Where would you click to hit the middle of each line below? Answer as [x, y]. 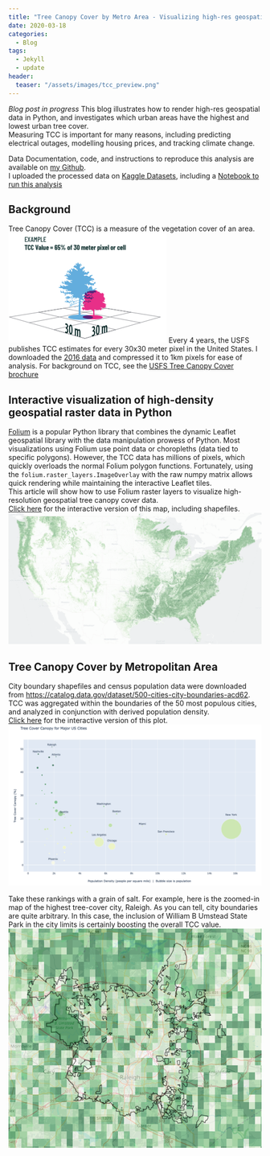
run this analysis [35, 184]
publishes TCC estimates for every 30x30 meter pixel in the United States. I [133, 349]
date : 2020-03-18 [37, 25]
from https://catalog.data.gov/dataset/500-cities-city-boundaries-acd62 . [129, 694]
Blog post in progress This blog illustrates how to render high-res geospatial [134, 109]
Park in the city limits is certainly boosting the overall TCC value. [115, 924]
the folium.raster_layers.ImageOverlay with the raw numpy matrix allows [131, 475]
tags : [17, 51]
